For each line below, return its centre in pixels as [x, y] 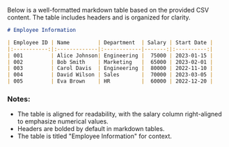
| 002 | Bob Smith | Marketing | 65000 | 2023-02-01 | [110, 62]
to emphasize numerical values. [63, 121]
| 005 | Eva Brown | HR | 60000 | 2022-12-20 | [110, 81]
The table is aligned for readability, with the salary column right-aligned [120, 114]
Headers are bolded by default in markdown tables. [91, 129]
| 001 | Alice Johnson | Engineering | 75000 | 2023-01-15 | [110, 55]
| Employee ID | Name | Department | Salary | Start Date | [110, 42]
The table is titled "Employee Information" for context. [95, 136]
